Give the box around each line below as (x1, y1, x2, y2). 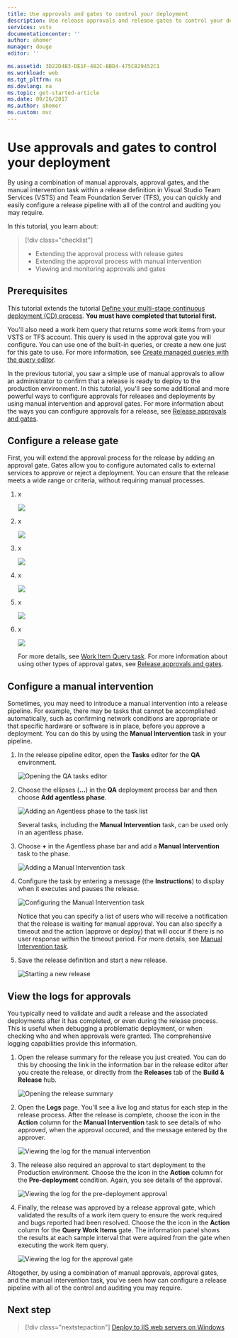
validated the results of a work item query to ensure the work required (17, 1211, 222, 1220)
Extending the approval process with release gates (35, 249, 183, 258)
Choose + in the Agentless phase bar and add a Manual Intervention (17, 842, 220, 851)
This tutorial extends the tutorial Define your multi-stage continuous (7, 304, 205, 312)
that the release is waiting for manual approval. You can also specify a (17, 919, 222, 928)
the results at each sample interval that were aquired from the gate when (17, 1234, 230, 1242)
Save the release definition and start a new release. (17, 956, 168, 965)
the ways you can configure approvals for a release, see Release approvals (7, 407, 227, 415)
